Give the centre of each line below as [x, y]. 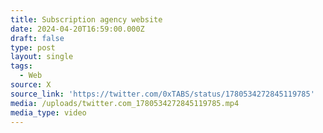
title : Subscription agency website [86, 19]
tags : [21, 66]
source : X [31, 85]
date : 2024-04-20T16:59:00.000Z [77, 29]
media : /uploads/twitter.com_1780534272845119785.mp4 [125, 103]
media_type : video [48, 112]
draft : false [37, 38]
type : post [33, 47]
